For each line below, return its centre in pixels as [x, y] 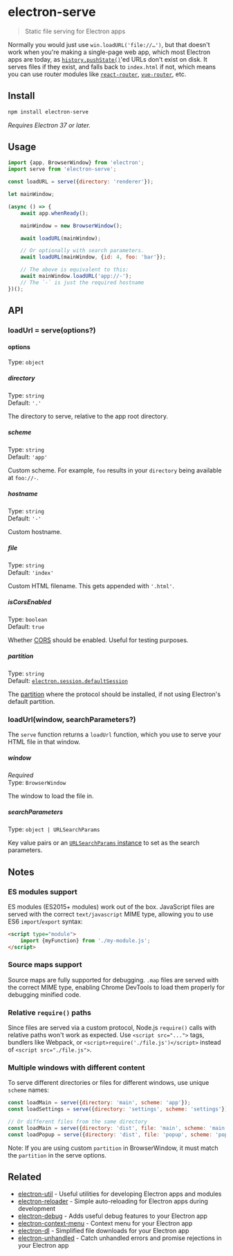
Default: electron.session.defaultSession [68, 681]
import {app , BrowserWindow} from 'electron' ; [76, 163]
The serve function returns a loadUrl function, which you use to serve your [115, 734]
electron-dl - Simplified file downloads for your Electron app [103, 1230]
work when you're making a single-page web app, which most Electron [109, 52]
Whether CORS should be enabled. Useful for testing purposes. [98, 640]
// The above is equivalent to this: [75, 270]
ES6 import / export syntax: [45, 921]
